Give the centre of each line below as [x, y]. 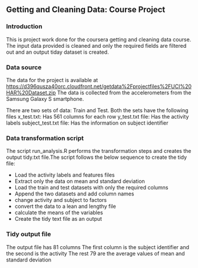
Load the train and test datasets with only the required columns [91, 188]
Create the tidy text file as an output [58, 219]
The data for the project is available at [52, 80]
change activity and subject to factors [61, 200]
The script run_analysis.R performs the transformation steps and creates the [99, 151]
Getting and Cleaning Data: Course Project [86, 10]
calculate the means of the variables [59, 213]
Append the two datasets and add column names [74, 194]
